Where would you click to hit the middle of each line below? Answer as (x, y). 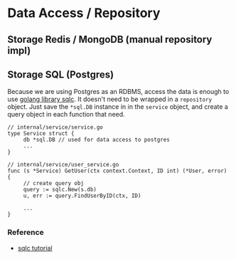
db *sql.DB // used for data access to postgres (97, 140)
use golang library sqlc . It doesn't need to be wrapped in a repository (109, 99)
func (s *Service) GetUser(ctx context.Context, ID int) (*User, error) (117, 171)
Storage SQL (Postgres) (61, 74)
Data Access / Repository (84, 13)
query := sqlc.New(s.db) (60, 190)
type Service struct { (41, 134)
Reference (26, 233)
